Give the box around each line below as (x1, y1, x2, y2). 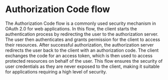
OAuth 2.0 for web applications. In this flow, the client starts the (5, 25, 137, 31)
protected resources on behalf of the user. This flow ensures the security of (5, 58, 163, 64)
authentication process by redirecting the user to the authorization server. (5, 31, 159, 37)
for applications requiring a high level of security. (5, 68, 107, 74)
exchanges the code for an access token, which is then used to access (5, 52, 153, 59)
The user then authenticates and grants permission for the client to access (5, 36, 160, 43)
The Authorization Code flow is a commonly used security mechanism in (5, 20, 156, 26)
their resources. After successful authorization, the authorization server (5, 42, 154, 48)
